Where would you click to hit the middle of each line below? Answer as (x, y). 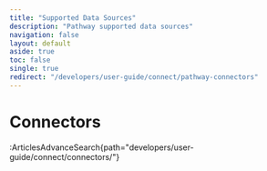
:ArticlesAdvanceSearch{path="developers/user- (102, 147)
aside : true (32, 52)
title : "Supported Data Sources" (73, 18)
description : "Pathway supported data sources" (102, 26)
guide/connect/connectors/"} (65, 156)
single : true (34, 69)
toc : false (30, 60)
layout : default (40, 43)
